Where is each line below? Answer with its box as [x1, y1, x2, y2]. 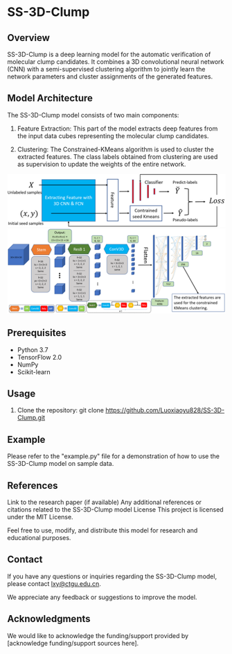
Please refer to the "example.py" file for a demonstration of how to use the [7, 452, 220, 460]
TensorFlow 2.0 [17, 353, 62, 361]
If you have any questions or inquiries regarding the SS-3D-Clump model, [7, 572, 217, 580]
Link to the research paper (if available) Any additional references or [7, 498, 202, 506]
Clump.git [17, 414, 46, 422]
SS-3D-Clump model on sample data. [7, 460, 114, 468]
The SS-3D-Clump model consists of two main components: [7, 110, 179, 119]
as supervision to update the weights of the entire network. [17, 160, 186, 168]
